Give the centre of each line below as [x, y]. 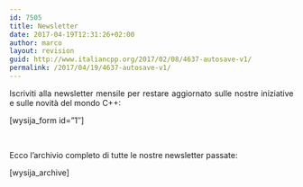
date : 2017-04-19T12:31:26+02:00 [72, 34]
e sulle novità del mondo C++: [65, 102]
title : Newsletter [44, 26]
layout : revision [42, 51]
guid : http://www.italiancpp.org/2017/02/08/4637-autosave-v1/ [131, 59]
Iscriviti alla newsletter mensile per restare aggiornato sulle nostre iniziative [151, 93]
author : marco [36, 43]
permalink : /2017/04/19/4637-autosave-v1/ [90, 68]
